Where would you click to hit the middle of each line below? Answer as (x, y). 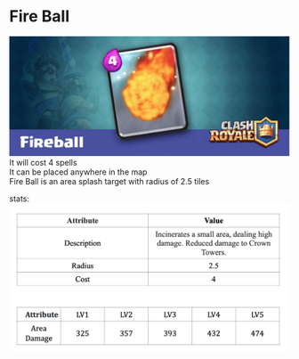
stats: (19, 199)
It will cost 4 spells (43, 163)
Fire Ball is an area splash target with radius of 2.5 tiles (109, 182)
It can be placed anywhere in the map (78, 172)
